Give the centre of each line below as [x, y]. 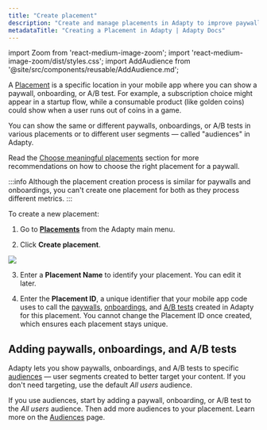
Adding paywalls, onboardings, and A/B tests [122, 349]
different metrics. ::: [41, 198]
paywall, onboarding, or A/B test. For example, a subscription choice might [130, 94]
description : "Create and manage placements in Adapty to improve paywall [135, 23]
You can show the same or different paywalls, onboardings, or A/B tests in [130, 126]
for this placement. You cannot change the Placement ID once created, [136, 316]
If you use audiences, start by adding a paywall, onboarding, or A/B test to [130, 401]
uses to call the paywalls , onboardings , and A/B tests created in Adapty [137, 307]
